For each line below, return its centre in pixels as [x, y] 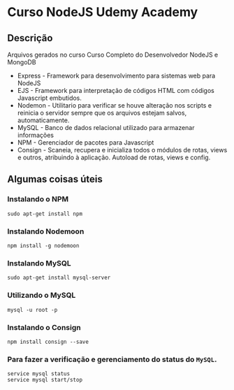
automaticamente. [43, 120]
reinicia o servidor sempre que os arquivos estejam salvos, [102, 113]
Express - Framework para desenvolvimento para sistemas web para [116, 75]
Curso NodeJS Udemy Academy [103, 12]
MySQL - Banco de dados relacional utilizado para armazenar [106, 128]
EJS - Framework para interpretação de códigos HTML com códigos [116, 91]
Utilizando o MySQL [42, 296]
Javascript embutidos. [50, 98]
